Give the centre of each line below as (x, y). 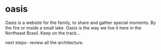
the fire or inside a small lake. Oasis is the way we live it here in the (73, 27)
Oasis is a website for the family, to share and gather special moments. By (80, 23)
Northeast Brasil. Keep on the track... (43, 33)
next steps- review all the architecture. (45, 42)
